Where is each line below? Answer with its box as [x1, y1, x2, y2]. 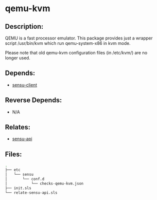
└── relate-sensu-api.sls [5, 190, 57, 195]
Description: [5, 22, 44, 31]
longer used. [5, 55, 31, 61]
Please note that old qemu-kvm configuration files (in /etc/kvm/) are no [5, 50, 147, 55]
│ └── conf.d [5, 176, 45, 182]
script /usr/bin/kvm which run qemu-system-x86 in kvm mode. [5, 40, 131, 46]
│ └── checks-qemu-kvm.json [5, 181, 84, 186]
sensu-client [12, 82, 37, 88]
